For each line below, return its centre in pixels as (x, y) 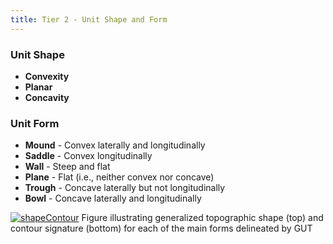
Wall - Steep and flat (67, 167)
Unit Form (35, 123)
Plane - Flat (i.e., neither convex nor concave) (119, 177)
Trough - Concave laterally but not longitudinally (125, 188)
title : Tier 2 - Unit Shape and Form (89, 19)
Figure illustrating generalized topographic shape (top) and (202, 218)
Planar (38, 87)
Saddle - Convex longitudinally (88, 156)
